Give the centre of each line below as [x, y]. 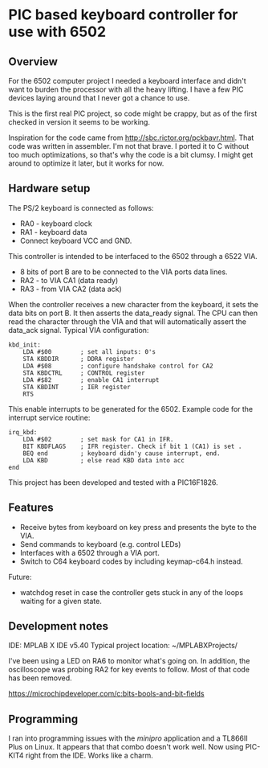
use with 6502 [57, 32]
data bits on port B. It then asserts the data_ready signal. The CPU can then [133, 313]
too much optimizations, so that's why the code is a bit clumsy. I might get [131, 155]
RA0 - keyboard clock [56, 224]
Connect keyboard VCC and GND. [76, 240]
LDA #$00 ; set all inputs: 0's [89, 351]
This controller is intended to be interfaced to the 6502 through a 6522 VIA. [133, 256]
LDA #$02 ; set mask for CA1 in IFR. [98, 439]
